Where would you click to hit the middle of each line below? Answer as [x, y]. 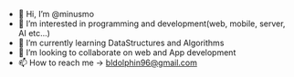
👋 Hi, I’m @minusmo [56, 14]
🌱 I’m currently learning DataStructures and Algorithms [121, 43]
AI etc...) [34, 33]
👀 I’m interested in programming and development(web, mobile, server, [152, 24]
